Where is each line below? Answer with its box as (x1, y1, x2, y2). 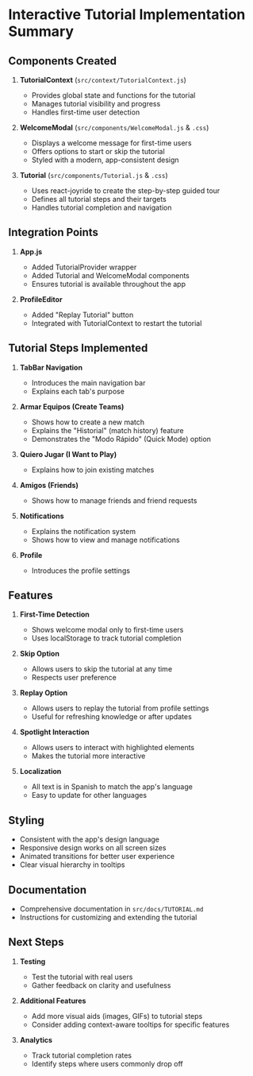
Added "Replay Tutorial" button (31, 310, 134, 319)
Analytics (19, 1035, 53, 1044)
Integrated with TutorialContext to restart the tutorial (31, 318, 202, 327)
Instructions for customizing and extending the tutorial (19, 912, 197, 923)
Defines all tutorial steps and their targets (31, 195, 167, 203)
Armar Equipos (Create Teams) (19, 401, 125, 411)
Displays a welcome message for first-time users (31, 138, 192, 148)
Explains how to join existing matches (31, 465, 155, 474)
